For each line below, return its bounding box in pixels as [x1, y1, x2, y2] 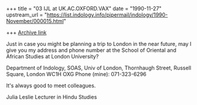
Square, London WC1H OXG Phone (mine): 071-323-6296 [6, 71, 147, 77]
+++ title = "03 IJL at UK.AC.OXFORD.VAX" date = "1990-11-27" [6, 5, 162, 12]
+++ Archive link [6, 29, 47, 36]
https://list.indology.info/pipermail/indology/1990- [46, 11, 168, 18]
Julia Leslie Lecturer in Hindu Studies [6, 94, 97, 100]
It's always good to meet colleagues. [6, 82, 96, 89]
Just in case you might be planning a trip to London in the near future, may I [6, 41, 192, 47]
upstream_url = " [6, 11, 47, 18]
